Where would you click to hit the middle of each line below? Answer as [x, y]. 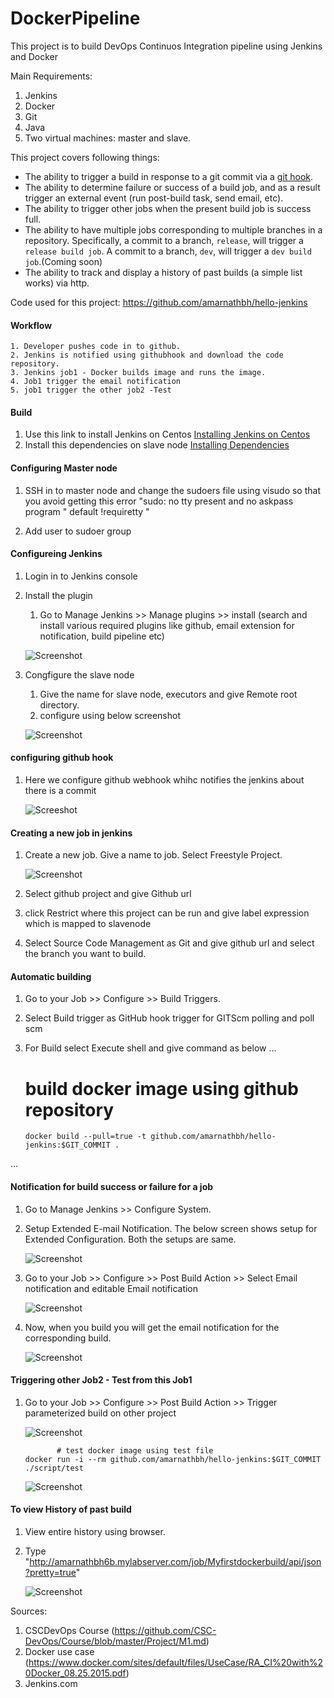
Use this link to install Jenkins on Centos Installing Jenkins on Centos [167, 434]
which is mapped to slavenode [88, 924]
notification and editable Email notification [111, 1288]
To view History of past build [71, 1509]
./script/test [54, 1468]
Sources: [29, 1611]
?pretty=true [50, 1572]
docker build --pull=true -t [85, 1137]
